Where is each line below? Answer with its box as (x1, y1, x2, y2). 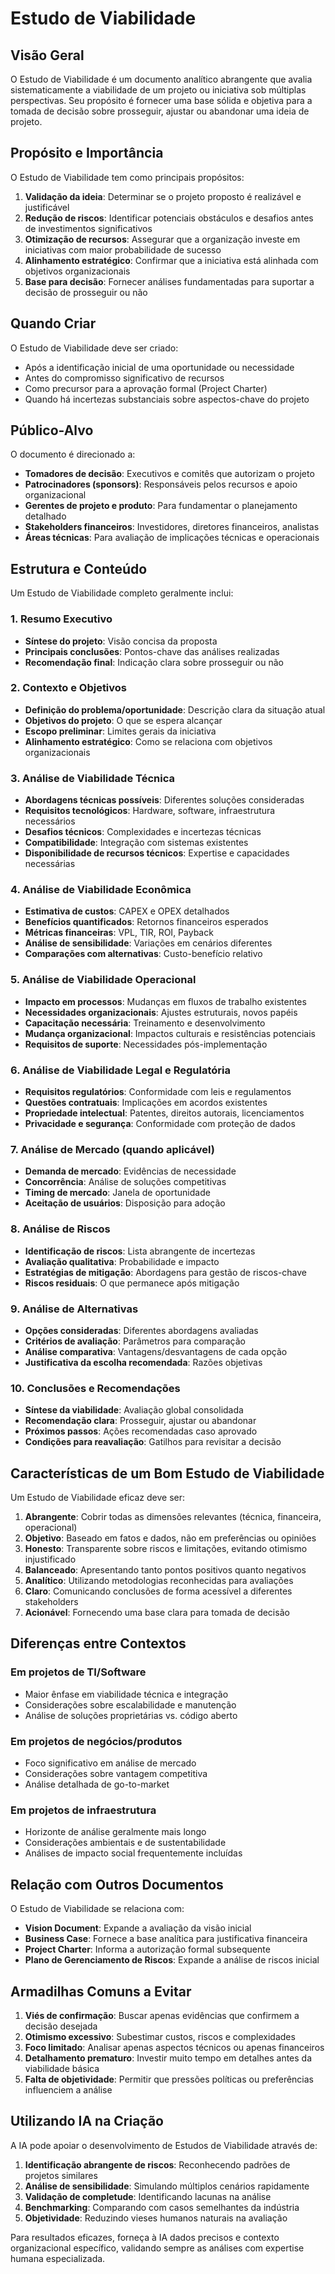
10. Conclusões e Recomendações (10, 1381, 181, 1395)
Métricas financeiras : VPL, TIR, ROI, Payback (24, 927, 214, 939)
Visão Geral (10, 47, 85, 64)
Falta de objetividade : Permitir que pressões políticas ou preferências (24, 2073, 314, 2085)
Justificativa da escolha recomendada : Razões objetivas (24, 1356, 263, 1368)
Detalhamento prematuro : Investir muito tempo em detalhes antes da (24, 2052, 313, 2064)
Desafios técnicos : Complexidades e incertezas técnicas (24, 826, 262, 838)
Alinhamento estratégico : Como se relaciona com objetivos (24, 735, 273, 747)
